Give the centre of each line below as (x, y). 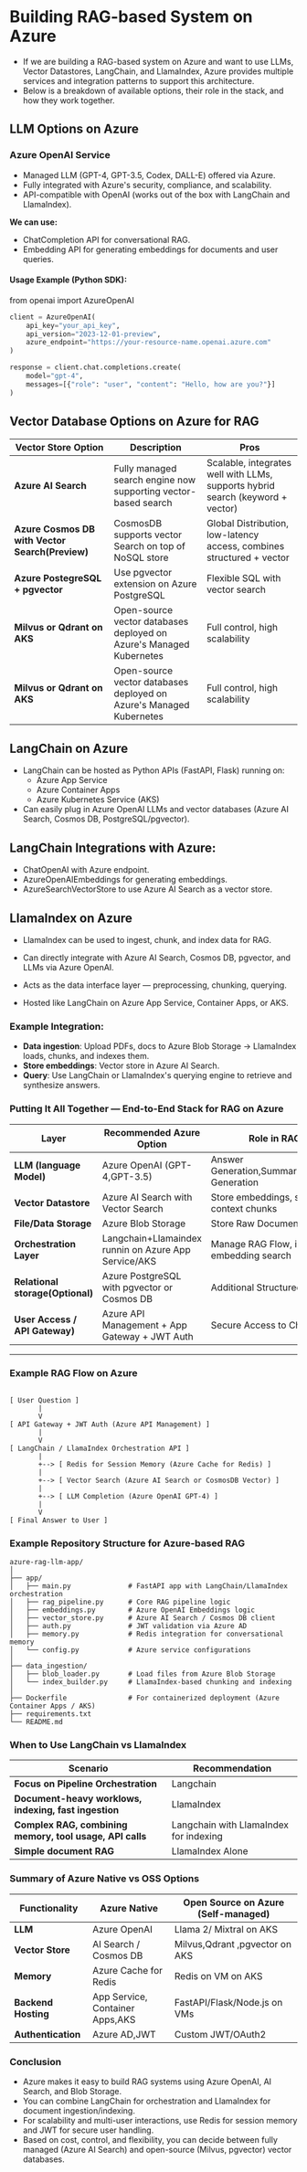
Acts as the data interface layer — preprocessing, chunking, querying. (155, 985)
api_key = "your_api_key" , (73, 325)
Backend (33, 2002)
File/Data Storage (53, 1224)
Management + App (144, 1325)
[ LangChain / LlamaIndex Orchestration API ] (100, 1448)
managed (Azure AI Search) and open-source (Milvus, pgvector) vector (157, 2150)
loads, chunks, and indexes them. (86, 1056)
